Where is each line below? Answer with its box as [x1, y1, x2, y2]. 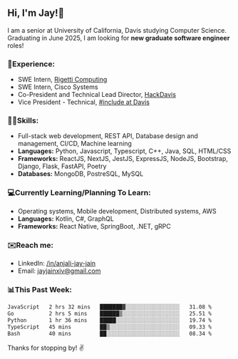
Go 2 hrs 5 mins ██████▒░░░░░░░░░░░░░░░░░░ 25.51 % [7, 311, 212, 318]
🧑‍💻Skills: [7, 115, 39, 125]
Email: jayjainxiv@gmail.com [17, 266, 101, 275]
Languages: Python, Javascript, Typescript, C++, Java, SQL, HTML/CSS [17, 147, 232, 155]
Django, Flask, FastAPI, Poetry [17, 162, 107, 171]
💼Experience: [7, 58, 56, 68]
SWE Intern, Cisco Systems [17, 83, 98, 91]
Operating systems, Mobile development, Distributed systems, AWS [17, 207, 217, 215]
